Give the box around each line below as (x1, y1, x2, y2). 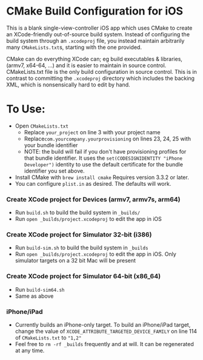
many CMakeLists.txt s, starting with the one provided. (6, 44, 142, 51)
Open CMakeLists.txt (15, 122, 68, 129)
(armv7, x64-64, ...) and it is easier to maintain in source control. (6, 62, 167, 69)
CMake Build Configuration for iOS (6, 4, 184, 18)
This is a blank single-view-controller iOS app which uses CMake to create (6, 24, 193, 31)
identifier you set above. (24, 167, 85, 174)
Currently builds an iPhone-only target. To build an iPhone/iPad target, (15, 321, 191, 329)
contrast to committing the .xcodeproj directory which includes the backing (6, 74, 195, 82)
